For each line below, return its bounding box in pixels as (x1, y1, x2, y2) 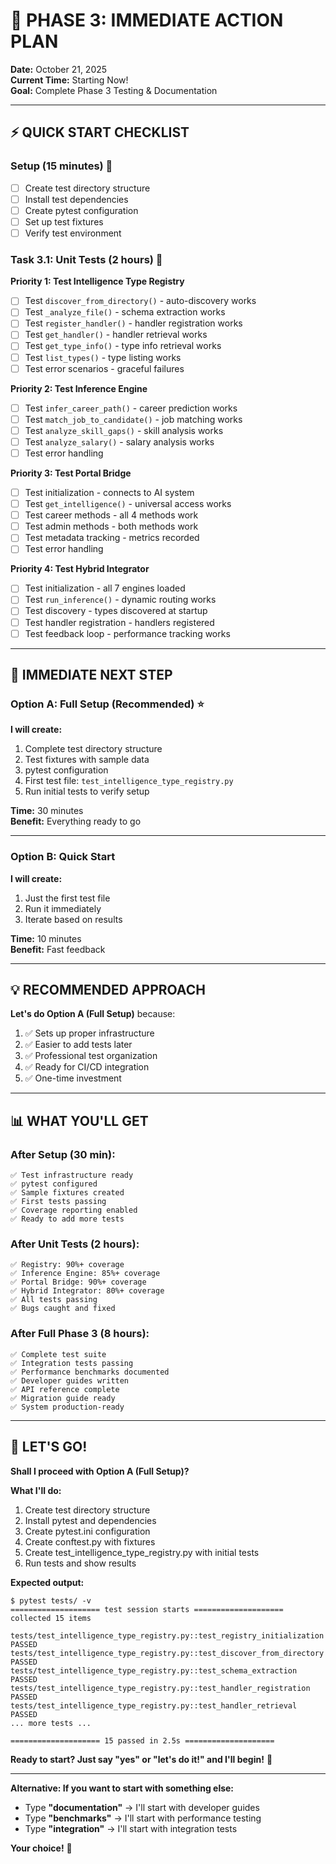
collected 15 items (10, 1613, 92, 1623)
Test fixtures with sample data (24, 754, 150, 766)
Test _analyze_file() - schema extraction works (24, 306, 226, 318)
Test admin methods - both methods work (24, 520, 199, 533)
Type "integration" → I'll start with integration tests (24, 1822, 238, 1834)
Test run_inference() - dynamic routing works (24, 594, 217, 606)
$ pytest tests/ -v (10, 1595, 92, 1606)
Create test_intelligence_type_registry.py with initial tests (24, 1546, 260, 1558)
